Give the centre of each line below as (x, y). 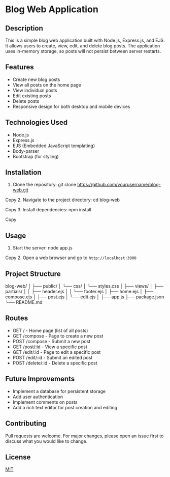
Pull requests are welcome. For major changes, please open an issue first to (84, 436)
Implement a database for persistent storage (59, 391)
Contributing (26, 424)
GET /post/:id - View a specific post (50, 347)
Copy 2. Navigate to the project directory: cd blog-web (63, 200)
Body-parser (26, 151)
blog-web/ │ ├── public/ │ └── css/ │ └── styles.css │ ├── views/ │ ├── (84, 286)
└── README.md (24, 302)
